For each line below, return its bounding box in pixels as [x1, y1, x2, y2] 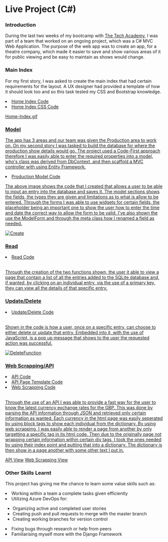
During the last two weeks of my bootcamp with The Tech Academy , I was [5, 33, 158, 39]
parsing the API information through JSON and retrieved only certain [5, 410, 146, 416]
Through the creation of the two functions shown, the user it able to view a [5, 269, 159, 275]
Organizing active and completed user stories [12, 505, 106, 511]
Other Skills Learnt [5, 469, 51, 476]
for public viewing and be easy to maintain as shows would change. [5, 54, 145, 60]
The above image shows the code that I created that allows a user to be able [5, 183, 162, 189]
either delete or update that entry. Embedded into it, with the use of [5, 329, 144, 335]
